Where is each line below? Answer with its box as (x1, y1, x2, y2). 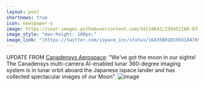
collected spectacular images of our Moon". (6, 73, 117, 80)
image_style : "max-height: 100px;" (6, 31, 97, 38)
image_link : (6, 37, 37, 43)
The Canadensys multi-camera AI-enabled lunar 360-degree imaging (6, 60, 181, 67)
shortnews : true (6, 15, 48, 21)
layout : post (6, 8, 40, 15)
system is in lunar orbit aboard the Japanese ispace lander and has (6, 67, 175, 73)
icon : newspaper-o (6, 20, 53, 26)
